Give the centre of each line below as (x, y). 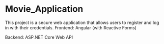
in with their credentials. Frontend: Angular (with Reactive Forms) (71, 27)
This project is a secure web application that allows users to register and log (82, 22)
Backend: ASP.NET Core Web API (39, 37)
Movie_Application (44, 9)
